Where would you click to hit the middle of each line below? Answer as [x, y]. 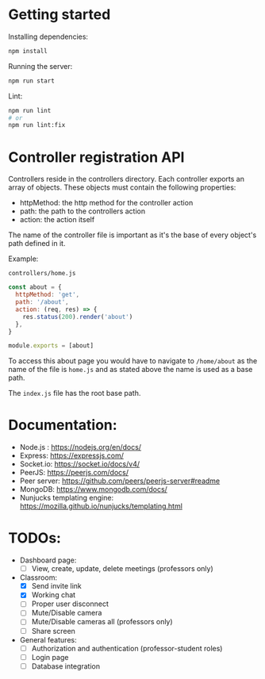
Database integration [66, 666]
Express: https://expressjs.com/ [72, 456]
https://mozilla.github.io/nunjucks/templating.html [101, 506]
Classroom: [38, 577]
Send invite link [56, 586]
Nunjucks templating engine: [66, 498]
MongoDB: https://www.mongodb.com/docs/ [94, 489]
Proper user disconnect [70, 604]
